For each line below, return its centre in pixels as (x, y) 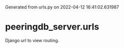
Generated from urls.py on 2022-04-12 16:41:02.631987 (62, 7)
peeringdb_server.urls (52, 27)
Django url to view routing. (32, 40)
